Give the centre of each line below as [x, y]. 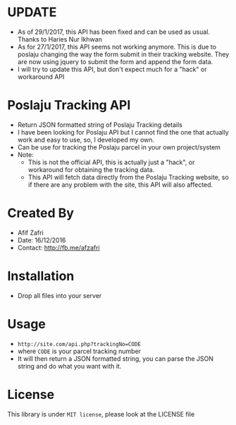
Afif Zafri [30, 233]
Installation [41, 276]
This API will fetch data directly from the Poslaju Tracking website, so [128, 177]
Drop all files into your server [60, 295]
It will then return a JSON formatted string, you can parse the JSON [115, 358]
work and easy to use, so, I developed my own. [86, 140]
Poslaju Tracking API [69, 105]
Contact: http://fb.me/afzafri [58, 247]
